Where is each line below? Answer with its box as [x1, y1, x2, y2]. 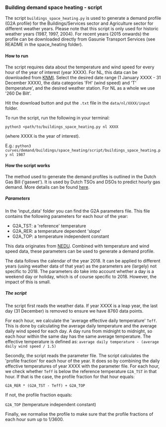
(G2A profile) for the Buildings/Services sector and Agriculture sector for [5, 20, 154, 26]
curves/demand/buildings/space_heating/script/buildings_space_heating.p [5, 148, 161, 153]
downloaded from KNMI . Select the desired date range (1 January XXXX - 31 [5, 74, 161, 80]
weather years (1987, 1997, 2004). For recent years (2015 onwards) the [5, 31, 150, 37]
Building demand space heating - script [5, 4, 103, 11]
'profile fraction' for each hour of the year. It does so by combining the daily [5, 358, 160, 364]
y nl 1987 [5, 152, 26, 157]
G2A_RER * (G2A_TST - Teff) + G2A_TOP [5, 383, 85, 388]
